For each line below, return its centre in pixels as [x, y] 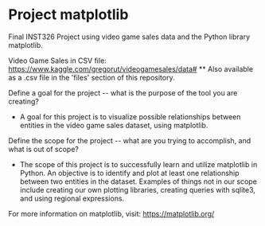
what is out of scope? [44, 149]
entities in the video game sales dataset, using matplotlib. [114, 125]
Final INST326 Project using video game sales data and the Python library [129, 37]
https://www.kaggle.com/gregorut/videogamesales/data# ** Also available [131, 68]
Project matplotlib [68, 15]
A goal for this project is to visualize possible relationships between [130, 116]
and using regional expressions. [72, 198]
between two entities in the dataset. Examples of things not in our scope [138, 181]
